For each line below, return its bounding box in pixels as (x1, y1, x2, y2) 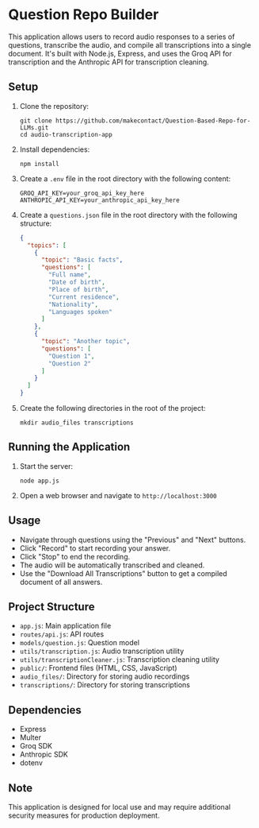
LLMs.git (19, 123, 49, 132)
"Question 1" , (48, 352, 95, 360)
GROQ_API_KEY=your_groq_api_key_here (19, 189, 145, 197)
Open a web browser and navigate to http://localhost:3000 (19, 490, 218, 500)
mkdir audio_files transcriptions (19, 419, 134, 427)
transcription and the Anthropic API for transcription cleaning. (8, 57, 210, 67)
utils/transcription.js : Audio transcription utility (19, 646, 185, 656)
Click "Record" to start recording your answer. (19, 543, 171, 553)
